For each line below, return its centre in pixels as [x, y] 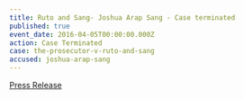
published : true [40, 26]
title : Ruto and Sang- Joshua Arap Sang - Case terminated [122, 18]
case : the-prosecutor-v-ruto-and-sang [82, 51]
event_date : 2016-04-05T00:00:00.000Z [82, 34]
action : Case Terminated [56, 43]
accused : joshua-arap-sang [60, 59]
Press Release [36, 85]
